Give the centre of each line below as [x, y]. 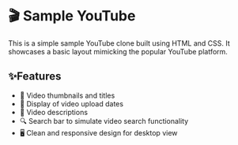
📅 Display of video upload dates [72, 103]
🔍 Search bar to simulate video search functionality [104, 121]
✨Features [35, 76]
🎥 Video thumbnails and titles [67, 95]
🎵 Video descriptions [54, 112]
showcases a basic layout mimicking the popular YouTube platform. [118, 51]
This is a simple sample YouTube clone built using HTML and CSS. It [119, 43]
